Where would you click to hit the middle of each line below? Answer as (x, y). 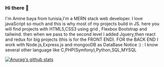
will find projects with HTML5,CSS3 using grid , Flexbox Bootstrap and (76, 29)
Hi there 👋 (17, 8)
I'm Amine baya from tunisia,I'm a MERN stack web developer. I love (74, 19)
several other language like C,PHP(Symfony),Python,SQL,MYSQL (71, 50)
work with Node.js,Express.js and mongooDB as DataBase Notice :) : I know (82, 45)
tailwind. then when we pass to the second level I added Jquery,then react (80, 34)
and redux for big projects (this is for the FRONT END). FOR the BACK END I (82, 39)
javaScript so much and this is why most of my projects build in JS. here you (82, 24)
